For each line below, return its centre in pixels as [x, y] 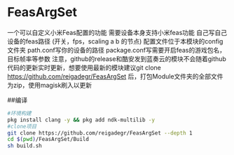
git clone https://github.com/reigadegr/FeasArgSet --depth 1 [100, 133]
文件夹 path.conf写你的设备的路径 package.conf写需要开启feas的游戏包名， [117, 50]
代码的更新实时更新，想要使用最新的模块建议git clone [84, 67]
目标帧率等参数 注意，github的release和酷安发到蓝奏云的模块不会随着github [117, 59]
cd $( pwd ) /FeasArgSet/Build [48, 140]
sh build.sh [25, 146]
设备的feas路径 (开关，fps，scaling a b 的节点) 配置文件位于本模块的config [115, 41]
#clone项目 [22, 126]
